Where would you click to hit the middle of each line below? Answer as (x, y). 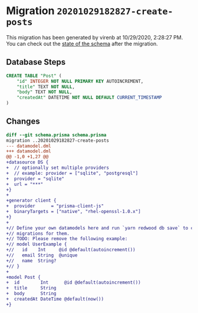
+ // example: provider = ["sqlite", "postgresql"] (72, 173)
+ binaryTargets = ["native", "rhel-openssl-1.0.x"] (74, 212)
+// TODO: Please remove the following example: (67, 239)
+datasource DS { (27, 162)
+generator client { (32, 201)
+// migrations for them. (38, 234)
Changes (23, 121)
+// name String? (32, 261)
